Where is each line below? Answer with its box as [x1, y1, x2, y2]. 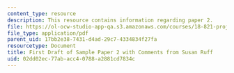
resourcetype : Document [7, 42, 77, 49]
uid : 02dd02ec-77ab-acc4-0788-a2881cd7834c [7, 56, 136, 63]
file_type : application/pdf [7, 29, 89, 37]
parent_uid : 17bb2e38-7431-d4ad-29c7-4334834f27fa [7, 36, 157, 43]
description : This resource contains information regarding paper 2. [7, 17, 214, 24]
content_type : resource [7, 10, 77, 17]
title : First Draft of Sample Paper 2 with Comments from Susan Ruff [7, 49, 214, 56]
